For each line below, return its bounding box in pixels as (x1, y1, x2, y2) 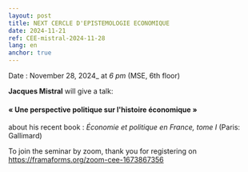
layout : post (8, 11, 52, 20)
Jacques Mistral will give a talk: (8, 86, 114, 96)
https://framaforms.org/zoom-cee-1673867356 (8, 155, 164, 165)
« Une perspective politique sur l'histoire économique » (8, 105, 198, 114)
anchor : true (8, 49, 52, 57)
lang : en (8, 42, 38, 50)
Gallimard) (8, 131, 42, 141)
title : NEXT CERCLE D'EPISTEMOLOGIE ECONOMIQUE (8, 19, 170, 27)
